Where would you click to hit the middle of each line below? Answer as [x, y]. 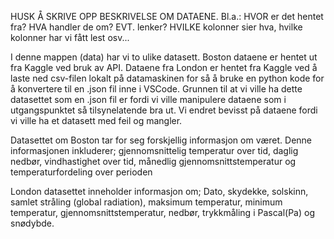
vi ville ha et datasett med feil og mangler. [96, 120]
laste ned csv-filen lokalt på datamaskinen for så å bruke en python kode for [167, 78]
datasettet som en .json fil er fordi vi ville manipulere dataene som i [148, 99]
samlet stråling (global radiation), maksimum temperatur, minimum [146, 202]
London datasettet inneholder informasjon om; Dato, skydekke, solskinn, [159, 191]
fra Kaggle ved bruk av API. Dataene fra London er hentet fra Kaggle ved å [164, 67]
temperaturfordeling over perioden [81, 172]
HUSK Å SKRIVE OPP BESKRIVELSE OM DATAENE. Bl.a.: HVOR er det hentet [167, 16]
